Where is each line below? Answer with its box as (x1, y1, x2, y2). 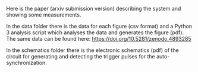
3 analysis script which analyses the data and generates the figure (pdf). (6, 29, 184, 36)
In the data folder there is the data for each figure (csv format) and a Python (6, 23, 192, 30)
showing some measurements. (6, 11, 81, 18)
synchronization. (6, 59, 48, 66)
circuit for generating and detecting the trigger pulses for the (6, 53, 156, 60)
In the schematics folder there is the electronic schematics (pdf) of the (6, 47, 180, 54)
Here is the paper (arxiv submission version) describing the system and (6, 5, 181, 12)
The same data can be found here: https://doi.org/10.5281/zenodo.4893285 (6, 35, 191, 42)
